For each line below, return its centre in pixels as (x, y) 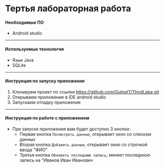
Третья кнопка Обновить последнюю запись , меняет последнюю (85, 155)
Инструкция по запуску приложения (45, 81)
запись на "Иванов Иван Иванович (56, 160)
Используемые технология (35, 49)
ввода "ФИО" (34, 150)
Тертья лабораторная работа (68, 9)
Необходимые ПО (25, 22)
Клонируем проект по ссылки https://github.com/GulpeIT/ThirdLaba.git (86, 92)
